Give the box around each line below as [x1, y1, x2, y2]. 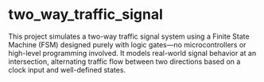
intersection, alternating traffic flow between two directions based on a [8, 57, 241, 66]
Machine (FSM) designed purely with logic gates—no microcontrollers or [8, 39, 247, 49]
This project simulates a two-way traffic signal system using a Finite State [8, 32, 250, 41]
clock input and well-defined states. [8, 65, 126, 74]
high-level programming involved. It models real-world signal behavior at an [8, 48, 257, 58]
